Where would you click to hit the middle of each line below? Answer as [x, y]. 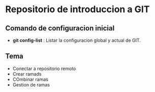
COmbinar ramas [30, 79]
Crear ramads [27, 74]
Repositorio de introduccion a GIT [77, 9]
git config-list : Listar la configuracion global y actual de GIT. [77, 40]
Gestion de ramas [31, 84]
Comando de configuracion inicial [60, 28]
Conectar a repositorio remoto [44, 68]
